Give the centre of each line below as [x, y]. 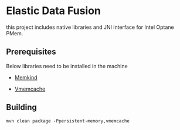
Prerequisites [31, 52]
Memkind [26, 77]
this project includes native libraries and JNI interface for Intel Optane [90, 27]
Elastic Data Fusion [54, 11]
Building [21, 107]
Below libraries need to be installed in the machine [67, 66]
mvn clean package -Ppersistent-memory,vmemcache [68, 121]
